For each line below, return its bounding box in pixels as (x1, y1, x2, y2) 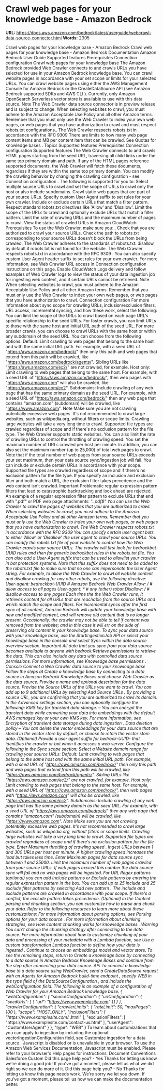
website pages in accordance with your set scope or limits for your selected (5, 75, 157, 81)
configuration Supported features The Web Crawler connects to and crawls (5, 147, 156, 153)
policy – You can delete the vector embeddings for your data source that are (5, 725, 158, 731)
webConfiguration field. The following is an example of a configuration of (5, 983, 152, 989)
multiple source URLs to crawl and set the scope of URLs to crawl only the (5, 184, 154, 189)
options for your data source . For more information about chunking (5, 916, 141, 922)
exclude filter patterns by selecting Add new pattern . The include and (5, 885, 146, 891)
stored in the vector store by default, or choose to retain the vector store (5, 730, 150, 736)
